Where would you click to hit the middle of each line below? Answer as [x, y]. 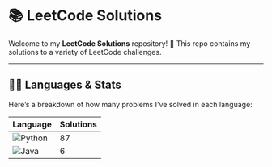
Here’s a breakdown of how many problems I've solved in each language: [130, 104]
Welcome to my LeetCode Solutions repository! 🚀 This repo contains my [130, 43]
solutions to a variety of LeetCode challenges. [85, 52]
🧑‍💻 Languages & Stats [65, 85]
